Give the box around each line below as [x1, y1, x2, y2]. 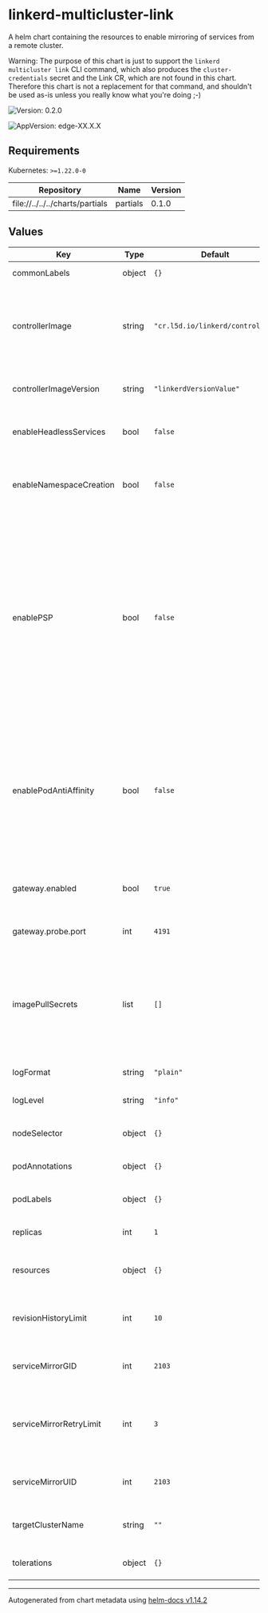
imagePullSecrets [12, 998, 78, 1010]
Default [200, 249, 230, 260]
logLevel [12, 1094, 45, 1105]
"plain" [154, 1067, 183, 1077]
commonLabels [12, 267, 70, 278]
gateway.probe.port [12, 926, 86, 937]
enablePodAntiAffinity [12, 785, 94, 796]
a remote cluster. [8, 40, 64, 50]
